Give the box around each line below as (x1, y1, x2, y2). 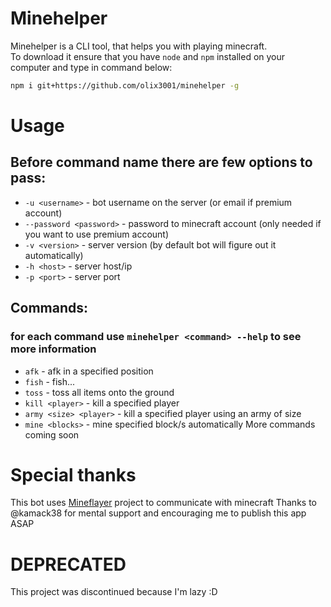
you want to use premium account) (24, 228, 170, 240)
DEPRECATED (10, 553, 127, 576)
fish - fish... (24, 375, 76, 387)
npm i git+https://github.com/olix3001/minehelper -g (10, 80, 240, 91)
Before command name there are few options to (10, 154, 313, 171)
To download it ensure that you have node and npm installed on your (10, 50, 286, 62)
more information (10, 342, 97, 356)
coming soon (24, 428, 80, 441)
